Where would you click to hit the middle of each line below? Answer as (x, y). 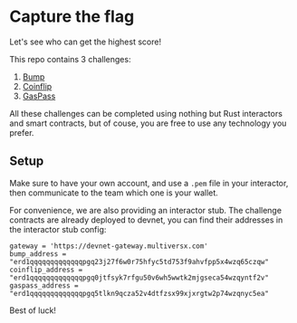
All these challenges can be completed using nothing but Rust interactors (146, 113)
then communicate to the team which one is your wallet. (114, 193)
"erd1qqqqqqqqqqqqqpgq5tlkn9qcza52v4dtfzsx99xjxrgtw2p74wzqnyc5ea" (139, 293)
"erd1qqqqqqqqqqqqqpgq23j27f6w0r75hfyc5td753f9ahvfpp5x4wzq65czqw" (139, 261)
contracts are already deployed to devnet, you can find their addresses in (146, 220)
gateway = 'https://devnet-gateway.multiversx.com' (109, 246)
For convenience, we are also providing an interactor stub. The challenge (146, 210)
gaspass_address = (44, 285)
